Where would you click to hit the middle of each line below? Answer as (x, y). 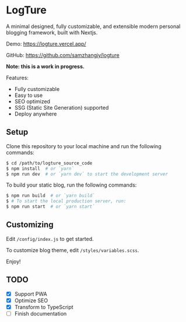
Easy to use (28, 95)
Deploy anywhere (36, 114)
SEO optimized (32, 101)
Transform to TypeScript (44, 307)
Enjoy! (14, 261)
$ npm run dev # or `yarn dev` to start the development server (87, 174)
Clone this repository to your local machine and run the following (84, 146)
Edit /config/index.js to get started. (50, 239)
